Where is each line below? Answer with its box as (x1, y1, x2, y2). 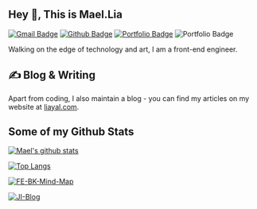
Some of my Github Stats (8, 125, 134, 139)
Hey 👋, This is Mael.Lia (8, 8, 123, 21)
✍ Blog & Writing (8, 68, 95, 82)
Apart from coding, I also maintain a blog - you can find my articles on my (8, 93, 250, 103)
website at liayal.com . (8, 102, 80, 111)
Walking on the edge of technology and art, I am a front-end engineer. (8, 45, 238, 54)
